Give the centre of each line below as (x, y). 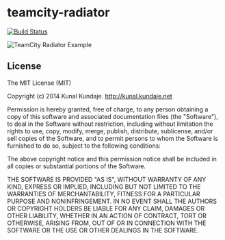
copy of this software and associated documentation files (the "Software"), (113, 116)
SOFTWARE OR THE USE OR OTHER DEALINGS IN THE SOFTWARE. (103, 230)
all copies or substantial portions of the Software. (76, 166)
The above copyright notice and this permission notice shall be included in (112, 159)
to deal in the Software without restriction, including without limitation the (110, 124)
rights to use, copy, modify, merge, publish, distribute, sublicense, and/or (110, 131)
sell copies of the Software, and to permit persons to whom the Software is (113, 138)
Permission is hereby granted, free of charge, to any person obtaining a (108, 109)
